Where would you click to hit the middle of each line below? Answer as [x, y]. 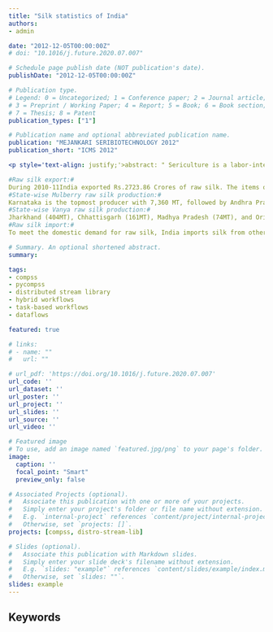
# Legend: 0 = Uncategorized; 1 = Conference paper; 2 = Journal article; [138, 98]
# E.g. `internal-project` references [78, 517]
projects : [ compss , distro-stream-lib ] [76, 532]
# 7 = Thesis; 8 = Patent [52, 113]
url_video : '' [32, 427]
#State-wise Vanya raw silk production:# [80, 210]
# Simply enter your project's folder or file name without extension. [136, 509]
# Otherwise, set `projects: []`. [70, 525]
